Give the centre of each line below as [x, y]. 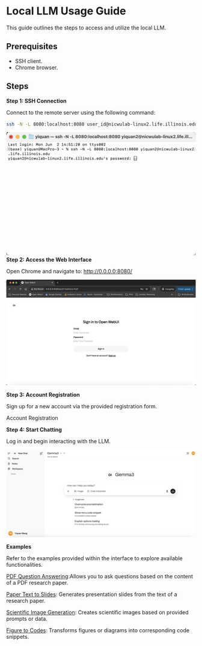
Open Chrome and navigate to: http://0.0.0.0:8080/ [69, 271]
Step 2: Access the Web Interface [49, 260]
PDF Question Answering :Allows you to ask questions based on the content [100, 576]
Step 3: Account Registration [43, 395]
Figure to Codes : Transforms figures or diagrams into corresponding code [98, 630]
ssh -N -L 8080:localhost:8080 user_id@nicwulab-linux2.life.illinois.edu [102, 124]
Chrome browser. [36, 67]
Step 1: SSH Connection [36, 101]
